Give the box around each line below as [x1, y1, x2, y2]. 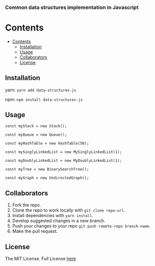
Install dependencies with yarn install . [12, 213, 93, 219]
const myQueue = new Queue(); [5, 132, 67, 137]
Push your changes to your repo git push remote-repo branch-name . [12, 223, 151, 229]
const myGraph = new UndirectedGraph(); [5, 176, 90, 181]
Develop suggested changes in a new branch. [12, 218, 106, 224]
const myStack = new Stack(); [5, 124, 67, 129]
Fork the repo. [12, 202, 41, 208]
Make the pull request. [12, 228, 58, 234]
